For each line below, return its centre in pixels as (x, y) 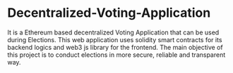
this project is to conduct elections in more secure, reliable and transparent (116, 55)
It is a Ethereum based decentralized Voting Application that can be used (113, 32)
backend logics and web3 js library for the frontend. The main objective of (115, 47)
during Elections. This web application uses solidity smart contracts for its (115, 39)
